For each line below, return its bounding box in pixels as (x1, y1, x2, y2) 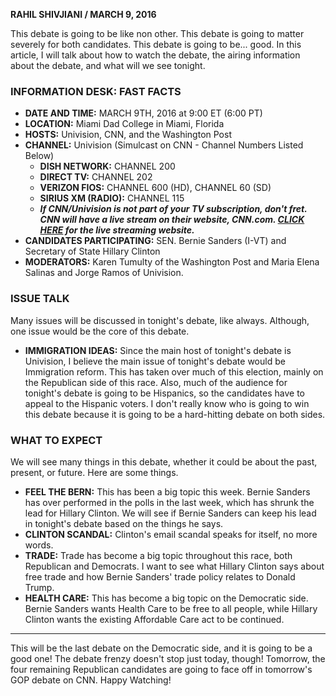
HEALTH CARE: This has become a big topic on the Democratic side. (24, 592, 309, 604)
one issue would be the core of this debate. (10, 325, 190, 337)
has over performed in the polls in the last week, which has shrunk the (24, 496, 315, 508)
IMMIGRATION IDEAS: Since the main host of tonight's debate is (24, 344, 292, 356)
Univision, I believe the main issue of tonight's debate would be (24, 355, 286, 367)
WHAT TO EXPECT (10, 433, 103, 447)
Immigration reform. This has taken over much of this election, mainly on (24, 365, 324, 378)
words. (24, 539, 54, 551)
